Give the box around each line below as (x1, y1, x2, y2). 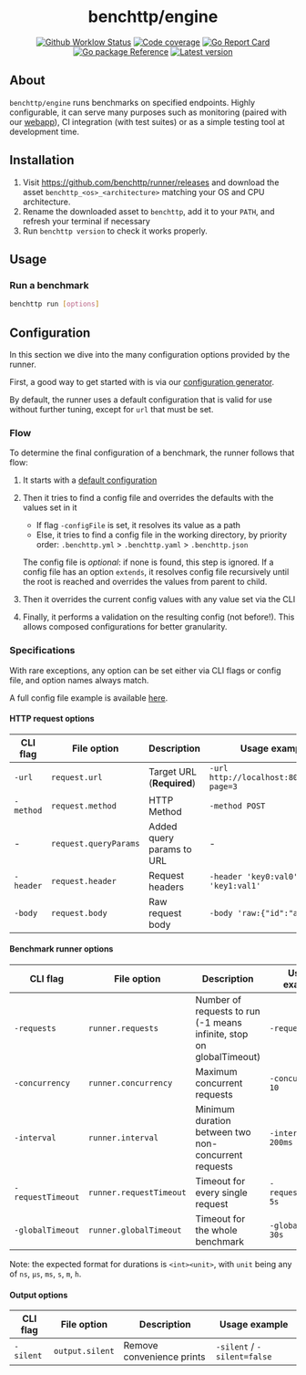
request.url (51, 772, 103, 782)
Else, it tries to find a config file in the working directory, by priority (36, 529, 288, 540)
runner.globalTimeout (87, 1224, 182, 1235)
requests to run (195, 1005, 261, 1017)
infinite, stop (195, 1027, 249, 1040)
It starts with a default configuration (22, 474, 158, 485)
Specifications (9, 644, 76, 657)
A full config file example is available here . (9, 692, 168, 703)
